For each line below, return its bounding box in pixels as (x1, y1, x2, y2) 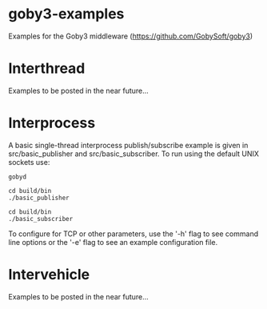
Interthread (8, 59, 86, 78)
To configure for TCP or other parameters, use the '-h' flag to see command (8, 229, 258, 239)
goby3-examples (8, 5, 125, 23)
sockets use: (8, 157, 50, 167)
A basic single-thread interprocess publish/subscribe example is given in (8, 140, 249, 150)
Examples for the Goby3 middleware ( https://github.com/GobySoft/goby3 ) (8, 31, 253, 41)
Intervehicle (8, 266, 90, 283)
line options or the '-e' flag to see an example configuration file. (8, 237, 218, 247)
